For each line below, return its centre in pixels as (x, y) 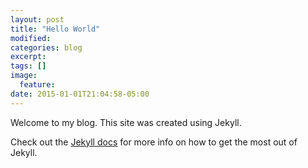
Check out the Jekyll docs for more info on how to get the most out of (154, 142)
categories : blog (46, 47)
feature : (37, 85)
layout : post (37, 19)
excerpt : (28, 57)
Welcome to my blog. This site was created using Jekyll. (126, 122)
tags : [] (28, 66)
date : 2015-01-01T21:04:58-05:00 (80, 94)
